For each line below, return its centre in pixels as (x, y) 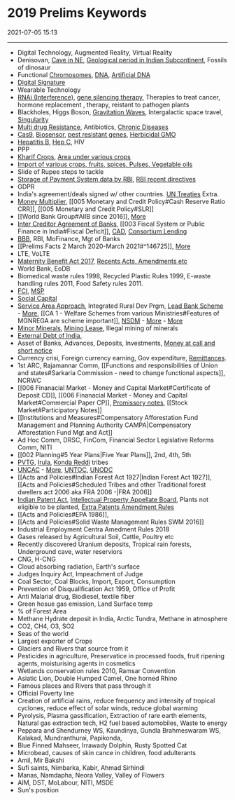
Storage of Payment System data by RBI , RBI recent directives (106, 179)
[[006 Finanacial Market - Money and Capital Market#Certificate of (114, 388)
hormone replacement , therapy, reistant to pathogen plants (103, 104)
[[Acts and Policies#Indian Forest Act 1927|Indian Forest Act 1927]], (114, 477)
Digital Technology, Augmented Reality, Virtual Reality (95, 52)
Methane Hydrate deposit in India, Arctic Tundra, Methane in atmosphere (122, 618)
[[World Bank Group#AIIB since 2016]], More (81, 216)
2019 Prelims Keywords (77, 13)
